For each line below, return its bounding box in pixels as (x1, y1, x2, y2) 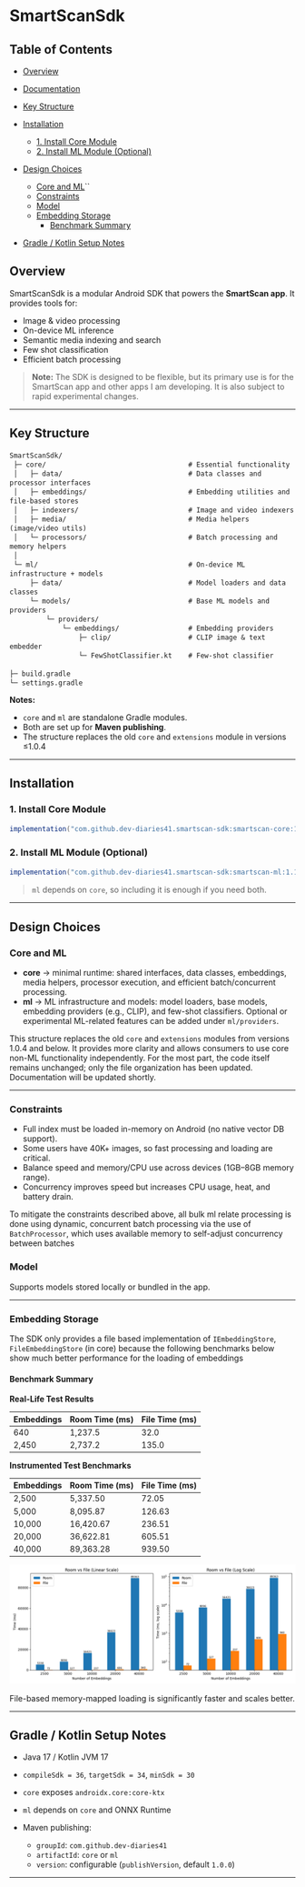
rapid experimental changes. (31, 390, 139, 401)
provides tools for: (9, 297, 78, 308)
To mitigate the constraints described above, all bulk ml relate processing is (9, 1209, 292, 1220)
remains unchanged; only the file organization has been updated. (9, 1062, 253, 1073)
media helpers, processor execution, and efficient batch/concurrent (22, 977, 277, 988)
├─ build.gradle (9, 669, 71, 678)
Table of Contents (9, 42, 113, 57)
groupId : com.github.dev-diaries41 (35, 1840, 168, 1851)
